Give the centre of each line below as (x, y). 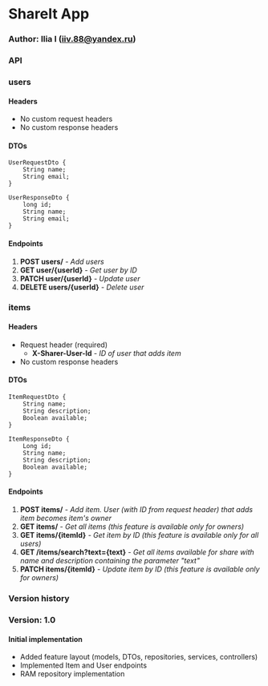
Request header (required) (64, 345)
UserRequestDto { (37, 163)
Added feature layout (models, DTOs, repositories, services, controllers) (139, 657)
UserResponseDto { (39, 198)
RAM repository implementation (72, 674)
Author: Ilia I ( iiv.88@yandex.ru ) (72, 39)
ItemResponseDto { (39, 439)
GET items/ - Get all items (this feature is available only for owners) (132, 527)
